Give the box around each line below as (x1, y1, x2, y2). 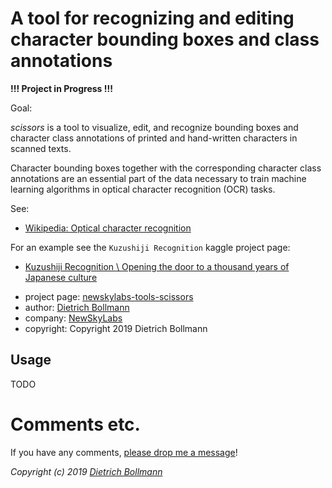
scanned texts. (10, 142, 72, 154)
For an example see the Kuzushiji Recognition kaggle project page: (10, 241, 291, 253)
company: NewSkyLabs (24, 312, 123, 324)
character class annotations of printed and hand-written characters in (10, 132, 298, 144)
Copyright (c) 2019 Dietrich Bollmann (10, 465, 163, 477)
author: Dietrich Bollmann (24, 301, 130, 313)
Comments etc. (10, 413, 141, 436)
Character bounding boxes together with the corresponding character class (10, 162, 322, 174)
